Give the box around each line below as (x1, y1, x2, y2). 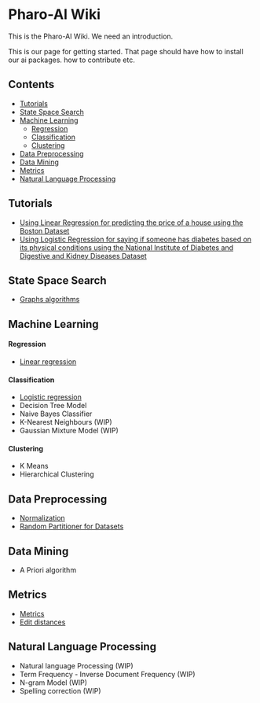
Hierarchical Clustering (19, 469, 94, 479)
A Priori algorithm (19, 565, 77, 575)
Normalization (19, 513, 65, 523)
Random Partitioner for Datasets (19, 521, 124, 532)
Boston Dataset (19, 226, 70, 235)
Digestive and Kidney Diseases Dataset (19, 251, 147, 260)
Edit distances (19, 617, 66, 627)
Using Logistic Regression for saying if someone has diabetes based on (19, 234, 252, 244)
